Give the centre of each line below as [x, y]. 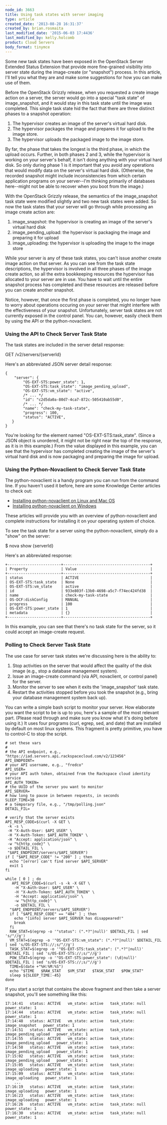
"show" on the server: [28, 536]
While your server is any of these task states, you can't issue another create [83, 258]
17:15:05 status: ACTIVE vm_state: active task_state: [70, 1065]
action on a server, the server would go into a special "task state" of [75, 98]
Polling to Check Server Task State [48, 645]
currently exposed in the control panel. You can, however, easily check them [83, 316]
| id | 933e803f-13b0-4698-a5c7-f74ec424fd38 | [79, 591]
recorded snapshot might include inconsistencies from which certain [76, 175]
